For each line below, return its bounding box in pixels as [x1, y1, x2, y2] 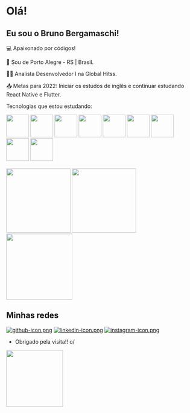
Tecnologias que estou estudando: [6, 102, 92, 110]
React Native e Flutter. [6, 91, 62, 98]
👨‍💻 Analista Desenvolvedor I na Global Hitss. [6, 71, 117, 77]
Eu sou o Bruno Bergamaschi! [6, 28, 119, 39]
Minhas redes [6, 311, 59, 321]
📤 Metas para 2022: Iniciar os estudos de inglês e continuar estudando [6, 83, 185, 89]
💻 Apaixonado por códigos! [6, 45, 76, 52]
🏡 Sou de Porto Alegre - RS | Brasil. [6, 58, 94, 66]
